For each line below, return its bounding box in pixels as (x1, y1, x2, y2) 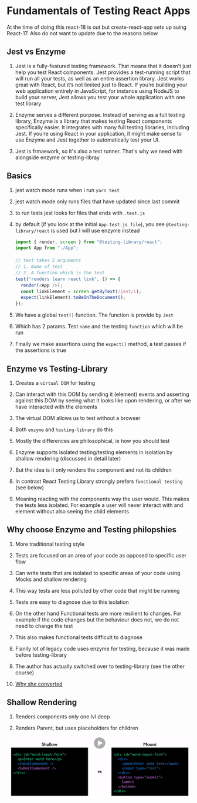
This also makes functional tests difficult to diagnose (15, 633, 143, 641)
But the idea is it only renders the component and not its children (15, 466, 172, 473)
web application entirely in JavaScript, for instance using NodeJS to (15, 87, 179, 95)
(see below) (15, 484, 45, 491)
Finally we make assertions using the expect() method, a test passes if (15, 341, 186, 348)
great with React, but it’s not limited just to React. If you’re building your (15, 81, 188, 88)
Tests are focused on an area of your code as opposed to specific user (15, 552, 187, 559)
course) (15, 668, 35, 676)
